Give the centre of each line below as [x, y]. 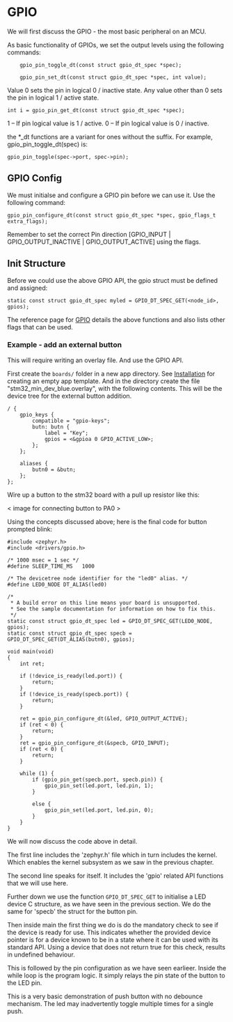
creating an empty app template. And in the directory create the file [104, 381]
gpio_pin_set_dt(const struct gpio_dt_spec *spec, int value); [113, 77]
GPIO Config [35, 178]
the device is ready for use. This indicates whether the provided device [109, 932]
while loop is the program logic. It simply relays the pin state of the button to [116, 975]
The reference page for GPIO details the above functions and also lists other [116, 319]
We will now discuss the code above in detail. [72, 841]
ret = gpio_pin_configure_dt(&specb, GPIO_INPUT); [95, 743]
